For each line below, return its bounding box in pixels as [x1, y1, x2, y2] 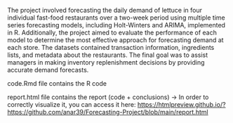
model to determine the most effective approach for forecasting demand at [7, 36, 224, 44]
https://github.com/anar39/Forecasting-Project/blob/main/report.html [7, 108, 208, 116]
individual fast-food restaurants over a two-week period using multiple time [7, 13, 226, 22]
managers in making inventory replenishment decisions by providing [7, 58, 205, 66]
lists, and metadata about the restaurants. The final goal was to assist [7, 51, 208, 59]
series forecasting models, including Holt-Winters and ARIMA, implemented [7, 21, 226, 29]
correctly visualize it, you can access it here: [7, 101, 136, 108]
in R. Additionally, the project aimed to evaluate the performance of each [7, 28, 218, 37]
